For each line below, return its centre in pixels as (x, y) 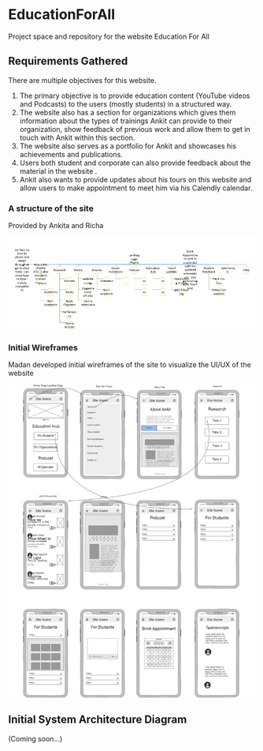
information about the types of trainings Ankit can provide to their (126, 121)
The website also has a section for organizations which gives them (128, 112)
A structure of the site (51, 208)
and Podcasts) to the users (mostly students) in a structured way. (126, 103)
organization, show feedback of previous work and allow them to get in (135, 129)
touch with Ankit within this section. (77, 137)
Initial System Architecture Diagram (98, 720)
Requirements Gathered (68, 61)
